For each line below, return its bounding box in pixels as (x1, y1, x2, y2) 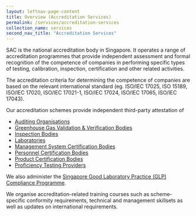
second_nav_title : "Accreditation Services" (6, 31, 117, 36)
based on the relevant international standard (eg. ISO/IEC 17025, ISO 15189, (6, 83, 188, 90)
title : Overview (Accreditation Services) (6, 14, 111, 20)
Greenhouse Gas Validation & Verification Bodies (14, 124, 133, 131)
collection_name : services (6, 25, 72, 31)
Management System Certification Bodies (14, 143, 116, 150)
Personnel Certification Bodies (14, 149, 89, 156)
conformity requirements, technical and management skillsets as (26, 197, 183, 204)
